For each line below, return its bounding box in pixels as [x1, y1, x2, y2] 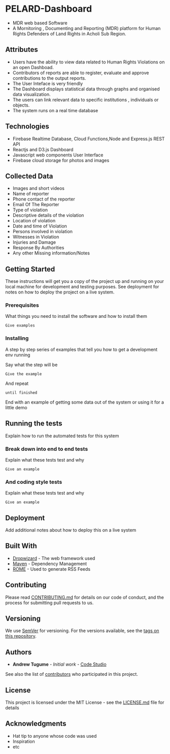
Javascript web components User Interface [12, 152, 104, 158]
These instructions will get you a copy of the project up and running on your [5, 278, 164, 284]
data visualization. [12, 91, 51, 97]
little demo [5, 404, 27, 410]
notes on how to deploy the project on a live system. [5, 289, 115, 295]
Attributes [5, 45, 38, 54]
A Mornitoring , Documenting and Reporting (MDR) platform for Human [12, 25, 161, 31]
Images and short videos [12, 185, 65, 191]
